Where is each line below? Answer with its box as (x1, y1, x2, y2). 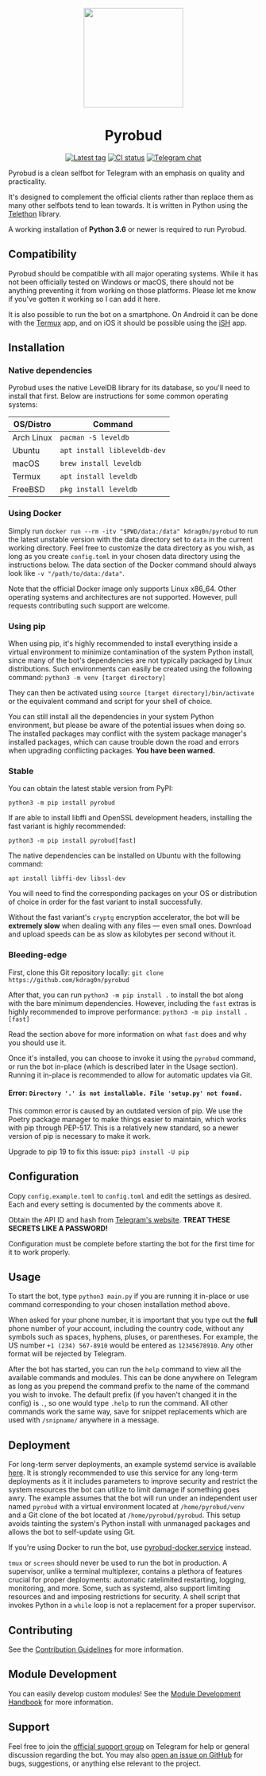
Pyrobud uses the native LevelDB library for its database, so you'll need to (8, 383, 250, 393)
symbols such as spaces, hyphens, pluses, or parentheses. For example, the (8, 1332, 259, 1342)
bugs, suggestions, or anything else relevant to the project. (8, 1758, 201, 1768)
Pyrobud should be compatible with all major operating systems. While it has (8, 268, 259, 278)
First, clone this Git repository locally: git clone (8, 968, 164, 977)
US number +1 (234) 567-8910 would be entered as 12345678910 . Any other (8, 1340, 254, 1350)
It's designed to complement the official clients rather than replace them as (8, 192, 254, 201)
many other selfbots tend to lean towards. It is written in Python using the (8, 200, 249, 210)
